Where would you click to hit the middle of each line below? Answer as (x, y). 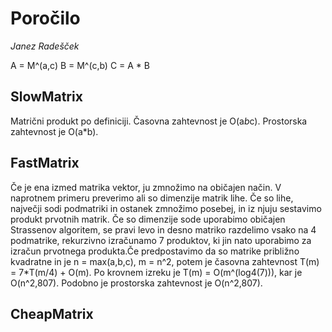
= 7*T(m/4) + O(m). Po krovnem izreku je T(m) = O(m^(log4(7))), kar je (156, 272)
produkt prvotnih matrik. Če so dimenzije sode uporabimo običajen (148, 219)
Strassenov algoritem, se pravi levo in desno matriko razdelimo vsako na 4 (163, 229)
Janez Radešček (45, 46)
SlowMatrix (46, 97)
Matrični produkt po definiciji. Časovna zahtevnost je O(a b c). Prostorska (159, 121)
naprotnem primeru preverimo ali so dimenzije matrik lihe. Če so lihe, (152, 198)
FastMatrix (45, 163)
